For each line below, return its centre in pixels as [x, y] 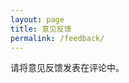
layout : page [37, 19]
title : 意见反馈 [41, 29]
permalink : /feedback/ [57, 38]
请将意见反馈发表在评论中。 [67, 68]
